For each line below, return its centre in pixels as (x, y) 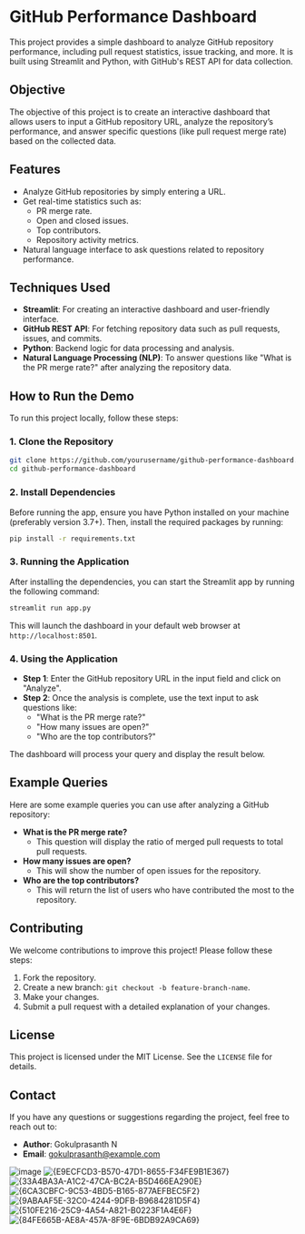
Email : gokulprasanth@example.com (91, 1154)
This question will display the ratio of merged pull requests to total (160, 841)
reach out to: (33, 1127)
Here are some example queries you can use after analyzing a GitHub (139, 804)
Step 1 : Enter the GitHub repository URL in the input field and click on (152, 678)
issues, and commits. (62, 339)
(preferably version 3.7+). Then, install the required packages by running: (147, 521)
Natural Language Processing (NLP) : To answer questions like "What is (157, 358)
